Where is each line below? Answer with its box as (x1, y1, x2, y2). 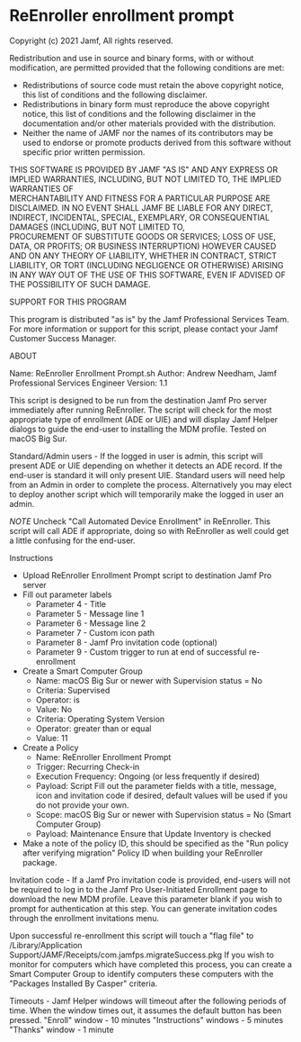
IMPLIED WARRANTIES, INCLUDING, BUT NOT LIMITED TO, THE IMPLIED (9, 173, 282, 185)
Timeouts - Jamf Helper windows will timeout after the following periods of (9, 995, 288, 1006)
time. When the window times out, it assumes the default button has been (9, 1005, 282, 1016)
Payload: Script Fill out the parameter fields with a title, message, (35, 780, 277, 791)
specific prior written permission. (22, 146, 146, 158)
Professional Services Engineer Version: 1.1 (9, 377, 168, 388)
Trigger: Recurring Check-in (35, 761, 140, 772)
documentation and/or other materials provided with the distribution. (22, 118, 276, 129)
